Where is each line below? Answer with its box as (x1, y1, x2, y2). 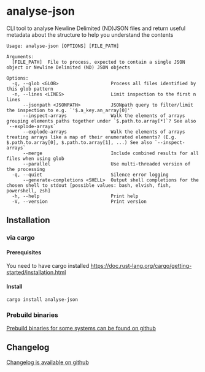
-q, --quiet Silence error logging (12, 172, 169, 178)
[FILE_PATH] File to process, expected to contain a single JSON (12, 59, 185, 65)
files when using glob (6, 155, 64, 162)
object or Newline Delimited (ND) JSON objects (6, 64, 131, 70)
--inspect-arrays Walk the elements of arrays (22, 112, 185, 119)
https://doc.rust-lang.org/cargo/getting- (90, 262, 192, 270)
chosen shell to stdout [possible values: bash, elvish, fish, (6, 182, 172, 188)
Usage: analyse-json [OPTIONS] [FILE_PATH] (6, 43, 120, 49)
